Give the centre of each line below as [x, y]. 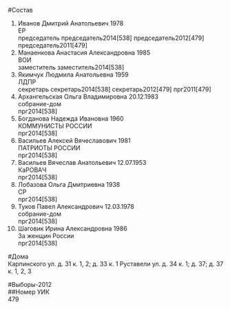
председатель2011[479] [53, 45]
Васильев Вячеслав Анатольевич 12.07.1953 [82, 162]
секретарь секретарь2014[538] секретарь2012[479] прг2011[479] [115, 89]
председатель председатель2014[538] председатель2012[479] [111, 38]
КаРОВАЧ [32, 170]
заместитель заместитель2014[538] [71, 67]
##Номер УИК [29, 292]
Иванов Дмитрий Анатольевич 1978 [71, 23]
